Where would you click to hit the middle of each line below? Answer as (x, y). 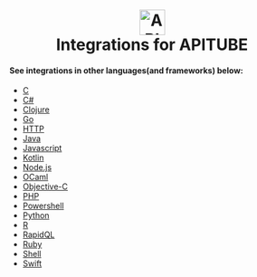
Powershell (43, 206)
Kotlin (33, 158)
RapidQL (38, 234)
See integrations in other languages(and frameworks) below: (126, 70)
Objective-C (45, 186)
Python (36, 215)
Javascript (42, 148)
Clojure (36, 110)
